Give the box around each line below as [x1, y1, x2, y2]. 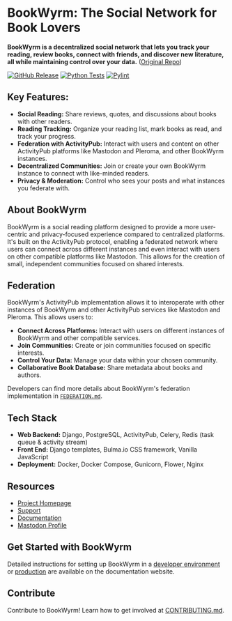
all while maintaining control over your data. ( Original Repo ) [7, 57, 183, 66]
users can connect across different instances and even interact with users [7, 245, 220, 253]
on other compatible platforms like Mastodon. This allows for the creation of [7, 252, 225, 261]
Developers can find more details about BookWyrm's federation [7, 385, 190, 393]
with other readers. [17, 117, 72, 125]
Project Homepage [17, 499, 72, 507]
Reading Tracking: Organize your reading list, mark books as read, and [17, 124, 222, 133]
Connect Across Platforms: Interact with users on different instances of [17, 326, 225, 335]
